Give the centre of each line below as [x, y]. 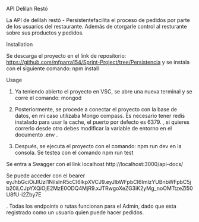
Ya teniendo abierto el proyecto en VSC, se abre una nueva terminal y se [103, 91]
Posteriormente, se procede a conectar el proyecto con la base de [96, 109]
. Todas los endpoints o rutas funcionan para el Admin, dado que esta [91, 206]
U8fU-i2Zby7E [24, 195]
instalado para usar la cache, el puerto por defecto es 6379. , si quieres [102, 122]
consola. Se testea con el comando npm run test [74, 152]
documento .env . [36, 135]
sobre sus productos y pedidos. [45, 33]
